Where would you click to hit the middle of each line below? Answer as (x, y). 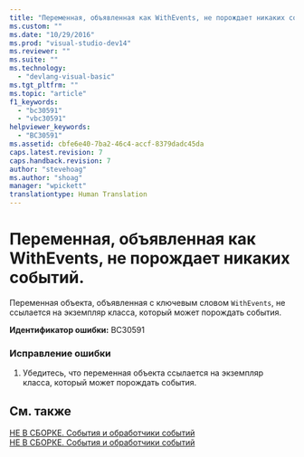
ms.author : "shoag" (46, 177)
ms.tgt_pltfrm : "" (44, 85)
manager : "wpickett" (48, 186)
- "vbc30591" (42, 119)
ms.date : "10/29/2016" (52, 34)
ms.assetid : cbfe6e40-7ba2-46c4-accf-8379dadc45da (107, 144)
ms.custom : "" (36, 26)
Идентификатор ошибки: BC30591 (77, 329)
